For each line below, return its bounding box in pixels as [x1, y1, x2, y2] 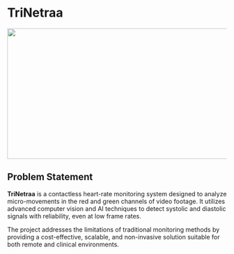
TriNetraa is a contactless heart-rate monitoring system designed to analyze [7, 189, 227, 198]
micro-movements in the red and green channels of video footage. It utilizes [7, 197, 225, 205]
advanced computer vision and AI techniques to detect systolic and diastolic [7, 204, 226, 213]
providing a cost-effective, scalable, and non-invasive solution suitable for [7, 232, 220, 241]
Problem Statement [7, 171, 93, 183]
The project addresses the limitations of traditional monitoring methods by [7, 225, 220, 234]
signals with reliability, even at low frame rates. [7, 212, 141, 220]
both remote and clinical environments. [7, 240, 120, 248]
